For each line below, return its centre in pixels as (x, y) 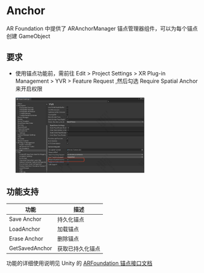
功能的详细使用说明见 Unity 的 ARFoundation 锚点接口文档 (79, 263)
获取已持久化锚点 (79, 248)
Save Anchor (25, 219)
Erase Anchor (26, 238)
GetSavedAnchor (31, 248)
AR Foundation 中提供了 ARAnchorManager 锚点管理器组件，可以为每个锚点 (102, 28)
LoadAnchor (25, 229)
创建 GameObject (28, 36)
